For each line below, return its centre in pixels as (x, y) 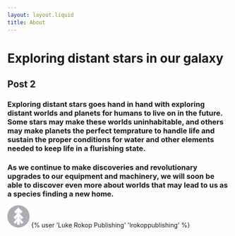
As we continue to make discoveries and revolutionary (102, 167)
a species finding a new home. (61, 194)
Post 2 (22, 84)
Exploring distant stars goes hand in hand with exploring (106, 104)
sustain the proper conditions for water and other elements (111, 140)
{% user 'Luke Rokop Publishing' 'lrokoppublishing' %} (110, 225)
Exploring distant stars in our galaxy (115, 58)
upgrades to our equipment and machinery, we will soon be (111, 176)
